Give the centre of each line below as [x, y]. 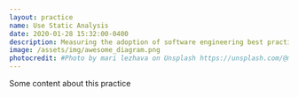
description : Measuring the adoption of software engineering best [137, 42]
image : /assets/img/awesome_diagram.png [85, 50]
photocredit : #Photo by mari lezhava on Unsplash [103, 58]
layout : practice [41, 17]
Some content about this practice [70, 83]
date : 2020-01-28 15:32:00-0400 [69, 34]
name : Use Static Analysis [59, 26]
